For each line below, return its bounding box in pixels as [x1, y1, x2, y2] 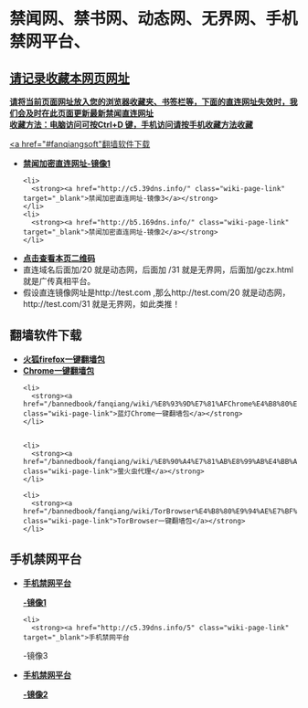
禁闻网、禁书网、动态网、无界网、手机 [9, 8, 299, 29]
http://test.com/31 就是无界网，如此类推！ [22, 299, 181, 309]
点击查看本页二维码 [22, 253, 96, 263]
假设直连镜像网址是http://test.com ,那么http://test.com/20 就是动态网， [22, 287, 291, 298]
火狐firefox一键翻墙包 [22, 354, 105, 365]
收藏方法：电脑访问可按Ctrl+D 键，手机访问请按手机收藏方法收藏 [9, 120, 254, 130]
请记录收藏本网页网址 [9, 70, 130, 86]
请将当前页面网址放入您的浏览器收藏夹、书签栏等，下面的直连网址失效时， [9, 97, 290, 107]
